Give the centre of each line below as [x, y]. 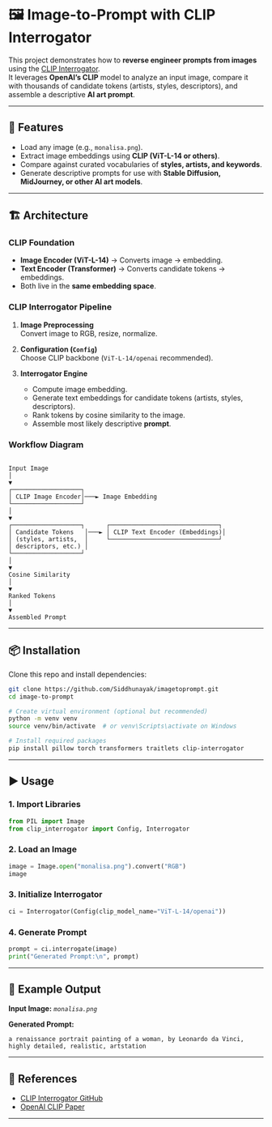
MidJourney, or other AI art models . [81, 181]
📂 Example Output [55, 990]
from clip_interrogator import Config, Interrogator [99, 829]
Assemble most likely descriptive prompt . [102, 423]
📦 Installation [45, 651]
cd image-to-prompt [41, 697]
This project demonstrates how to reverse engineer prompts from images [133, 60]
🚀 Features [36, 128]
